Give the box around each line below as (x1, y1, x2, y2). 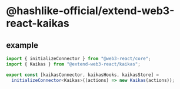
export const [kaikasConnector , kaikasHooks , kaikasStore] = (6, 72, 159, 78)
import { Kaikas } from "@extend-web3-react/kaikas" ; (6, 61, 141, 67)
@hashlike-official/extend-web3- (6, 4, 175, 18)
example (6, 40, 39, 50)
